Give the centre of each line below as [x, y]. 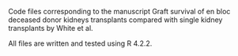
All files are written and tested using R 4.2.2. [80, 43]
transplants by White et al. [51, 28]
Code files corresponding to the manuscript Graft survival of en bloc [119, 11]
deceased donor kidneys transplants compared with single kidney [115, 20]
